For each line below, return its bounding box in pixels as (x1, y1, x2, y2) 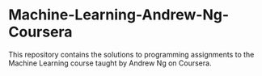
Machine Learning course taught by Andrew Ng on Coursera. (8, 58, 212, 68)
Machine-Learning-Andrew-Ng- (8, 6, 230, 24)
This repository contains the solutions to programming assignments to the (8, 49, 255, 59)
